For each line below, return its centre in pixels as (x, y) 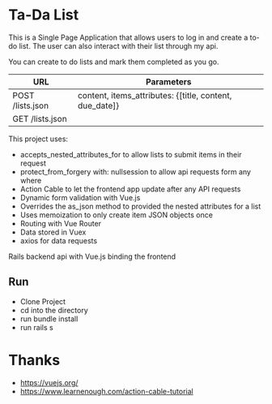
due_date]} (98, 105)
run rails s (37, 327)
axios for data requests (59, 240)
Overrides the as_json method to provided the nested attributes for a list (140, 206)
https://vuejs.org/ (49, 382)
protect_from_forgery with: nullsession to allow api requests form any (135, 171)
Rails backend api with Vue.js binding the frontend (92, 256)
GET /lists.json (40, 118)
